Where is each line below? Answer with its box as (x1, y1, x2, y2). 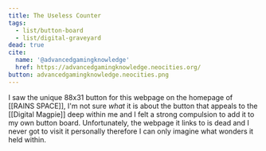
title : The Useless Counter (8, 11, 102, 20)
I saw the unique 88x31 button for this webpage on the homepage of (8, 92, 233, 102)
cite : (8, 48, 26, 56)
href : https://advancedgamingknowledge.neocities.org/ (15, 64, 201, 72)
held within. (8, 134, 46, 144)
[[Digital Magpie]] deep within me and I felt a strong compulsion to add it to (8, 109, 255, 119)
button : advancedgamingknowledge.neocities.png (8, 71, 170, 79)
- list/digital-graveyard (15, 33, 102, 42)
